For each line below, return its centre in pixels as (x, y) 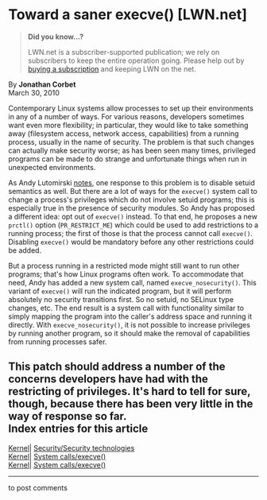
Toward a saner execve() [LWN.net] (128, 15)
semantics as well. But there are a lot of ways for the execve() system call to (133, 191)
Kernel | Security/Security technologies (72, 448)
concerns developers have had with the (108, 379)
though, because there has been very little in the (131, 404)
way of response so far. (68, 416)
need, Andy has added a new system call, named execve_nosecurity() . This (132, 282)
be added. (25, 250)
